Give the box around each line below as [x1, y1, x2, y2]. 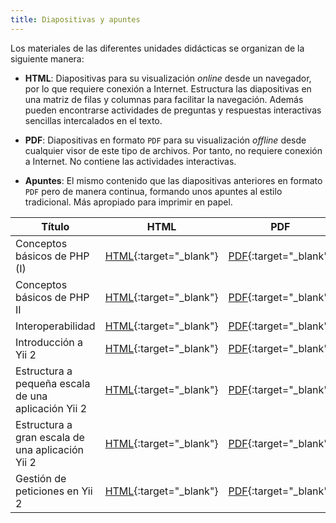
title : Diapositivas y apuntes [10, 14, 141, 25]
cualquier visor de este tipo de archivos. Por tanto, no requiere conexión [24, 144, 323, 156]
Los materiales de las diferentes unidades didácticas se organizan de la [10, 42, 305, 54]
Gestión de [15, 471, 67, 485]
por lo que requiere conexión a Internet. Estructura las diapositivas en [24, 82, 312, 95]
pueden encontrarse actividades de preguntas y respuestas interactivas [24, 104, 322, 116]
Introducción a [15, 335, 84, 349]
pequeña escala [15, 376, 91, 390]
